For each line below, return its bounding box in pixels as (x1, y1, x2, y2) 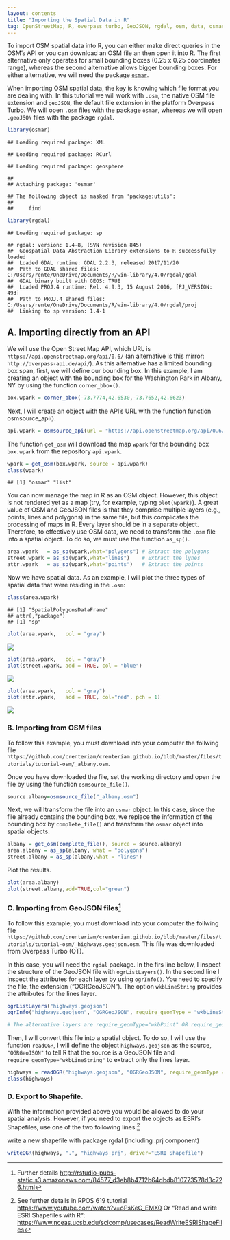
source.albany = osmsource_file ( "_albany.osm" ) (7, 793, 139, 800)
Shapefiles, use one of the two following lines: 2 (7, 1122, 140, 1131)
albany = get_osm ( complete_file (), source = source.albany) (7, 841, 183, 848)
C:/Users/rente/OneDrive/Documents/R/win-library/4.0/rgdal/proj (7, 302, 197, 309)
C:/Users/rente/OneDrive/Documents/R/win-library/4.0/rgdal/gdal (7, 272, 197, 279)
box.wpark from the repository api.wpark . (7, 447, 122, 455)
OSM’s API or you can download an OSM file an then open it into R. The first (7, 49, 221, 57)
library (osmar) (7, 126, 51, 134)
